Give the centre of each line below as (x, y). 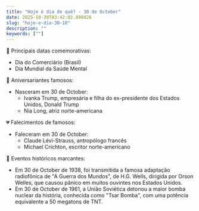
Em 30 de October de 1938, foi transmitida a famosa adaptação (93, 170)
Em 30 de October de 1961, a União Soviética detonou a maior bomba (100, 189)
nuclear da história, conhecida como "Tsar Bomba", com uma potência (102, 196)
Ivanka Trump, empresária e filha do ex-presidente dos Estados (102, 98)
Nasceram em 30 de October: (51, 92)
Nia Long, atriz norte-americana (63, 111)
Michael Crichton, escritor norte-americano (77, 147)
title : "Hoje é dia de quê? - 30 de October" (63, 12)
